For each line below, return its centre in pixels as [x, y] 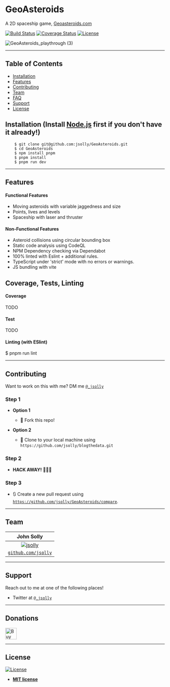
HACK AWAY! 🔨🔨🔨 [32, 470]
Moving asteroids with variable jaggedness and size [67, 206]
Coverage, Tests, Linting [45, 283]
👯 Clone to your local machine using [58, 440]
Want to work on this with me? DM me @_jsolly [54, 386]
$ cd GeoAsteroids [34, 148]
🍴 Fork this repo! [37, 420]
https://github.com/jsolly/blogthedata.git [67, 446]
